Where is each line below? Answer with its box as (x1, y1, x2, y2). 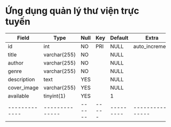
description (8, 76, 35, 83)
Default (110, 34, 129, 41)
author (8, 59, 24, 66)
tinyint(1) (43, 92, 66, 99)
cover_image (8, 84, 39, 91)
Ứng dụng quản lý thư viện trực (5, 5, 139, 17)
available (8, 92, 30, 99)
